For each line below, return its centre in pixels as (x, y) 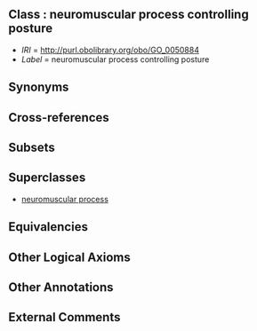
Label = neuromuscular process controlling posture (115, 59)
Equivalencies (48, 227)
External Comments (64, 317)
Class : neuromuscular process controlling (129, 15)
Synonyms (39, 87)
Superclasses (47, 178)
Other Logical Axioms (69, 257)
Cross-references (59, 118)
